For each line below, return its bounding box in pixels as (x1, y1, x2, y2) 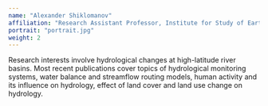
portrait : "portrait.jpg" (8, 26, 94, 34)
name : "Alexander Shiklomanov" (8, 11, 112, 20)
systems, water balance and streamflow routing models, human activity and (8, 72, 258, 81)
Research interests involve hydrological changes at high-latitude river (8, 55, 237, 65)
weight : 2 (8, 33, 41, 42)
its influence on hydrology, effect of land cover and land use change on (8, 81, 243, 90)
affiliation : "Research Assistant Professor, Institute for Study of (8, 19, 245, 27)
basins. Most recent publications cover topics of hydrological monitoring (8, 64, 246, 74)
